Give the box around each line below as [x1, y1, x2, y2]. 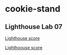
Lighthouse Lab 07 [5, 23, 63, 31]
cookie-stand [5, 3, 61, 14]
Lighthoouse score [5, 45, 43, 50]
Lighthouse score [5, 35, 40, 41]
